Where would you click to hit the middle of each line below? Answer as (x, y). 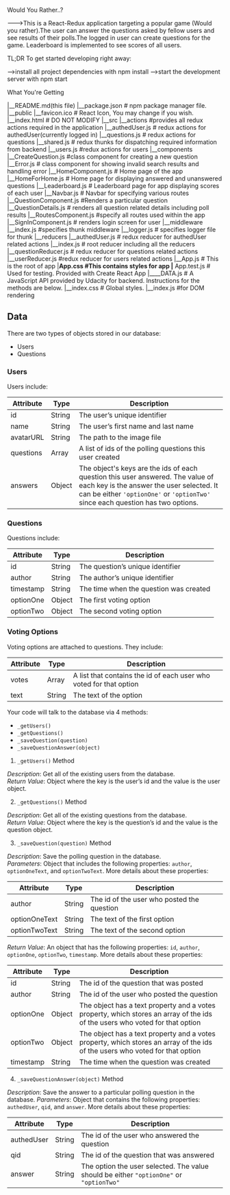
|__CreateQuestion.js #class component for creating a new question (103, 156)
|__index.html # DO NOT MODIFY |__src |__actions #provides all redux (105, 120)
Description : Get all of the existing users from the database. (91, 774)
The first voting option (115, 600)
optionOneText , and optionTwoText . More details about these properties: (108, 870)
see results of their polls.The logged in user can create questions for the (109, 38)
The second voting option (120, 612)
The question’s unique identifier (130, 567)
